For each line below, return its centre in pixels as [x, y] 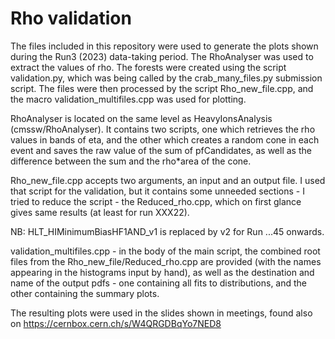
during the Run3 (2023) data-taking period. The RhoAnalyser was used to [162, 56]
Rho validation [71, 18]
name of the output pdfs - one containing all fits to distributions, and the [159, 283]
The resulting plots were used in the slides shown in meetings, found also [161, 313]
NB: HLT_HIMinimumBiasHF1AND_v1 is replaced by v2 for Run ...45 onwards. [167, 231]
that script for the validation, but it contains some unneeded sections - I [157, 191]
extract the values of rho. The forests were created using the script [148, 67]
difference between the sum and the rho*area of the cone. [131, 161]
